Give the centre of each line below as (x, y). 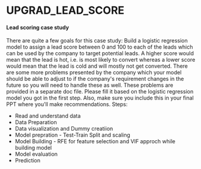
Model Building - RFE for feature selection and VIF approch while (95, 141)
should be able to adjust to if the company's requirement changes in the (95, 79)
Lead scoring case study (37, 27)
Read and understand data (48, 116)
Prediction (28, 161)
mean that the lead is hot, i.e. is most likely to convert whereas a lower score (101, 60)
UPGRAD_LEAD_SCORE (65, 10)
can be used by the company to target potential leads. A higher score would (100, 53)
